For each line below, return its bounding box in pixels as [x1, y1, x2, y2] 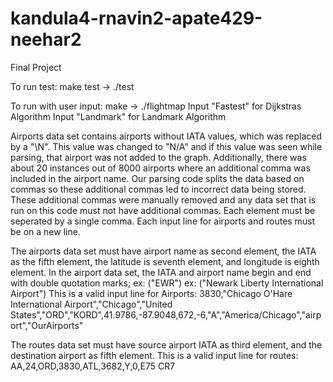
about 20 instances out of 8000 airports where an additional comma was [10, 162, 311, 174]
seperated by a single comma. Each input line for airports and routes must [10, 215, 316, 227]
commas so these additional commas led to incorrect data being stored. [10, 183, 307, 195]
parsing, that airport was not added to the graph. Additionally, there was [10, 151, 307, 163]
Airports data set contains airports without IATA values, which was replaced [10, 130, 323, 142]
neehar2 [10, 28, 82, 51]
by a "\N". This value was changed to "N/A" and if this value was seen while [10, 140, 323, 152]
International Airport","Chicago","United [10, 298, 173, 310]
